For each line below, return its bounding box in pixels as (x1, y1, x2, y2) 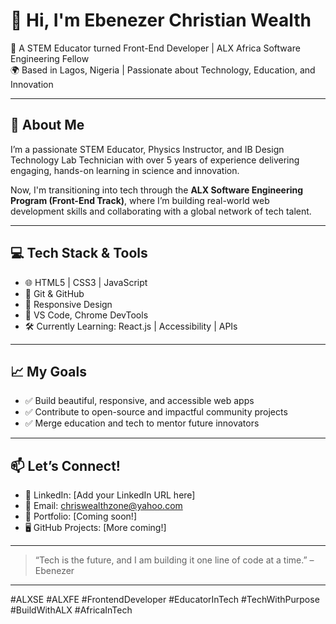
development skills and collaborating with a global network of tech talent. (10, 205, 312, 217)
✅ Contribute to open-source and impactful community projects (24, 406, 288, 418)
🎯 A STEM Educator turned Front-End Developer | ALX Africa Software (10, 42, 301, 54)
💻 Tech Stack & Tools (10, 245, 148, 262)
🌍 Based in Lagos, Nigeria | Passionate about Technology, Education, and (10, 64, 316, 76)
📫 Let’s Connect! (10, 457, 121, 474)
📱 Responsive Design (24, 298, 113, 310)
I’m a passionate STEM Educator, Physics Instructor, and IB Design (10, 143, 285, 155)
